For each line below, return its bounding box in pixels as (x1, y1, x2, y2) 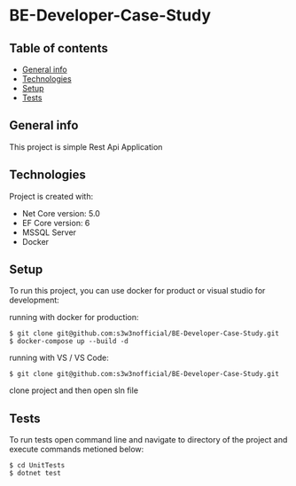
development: (9, 294, 59, 306)
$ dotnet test (9, 469, 62, 478)
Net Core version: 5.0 (21, 208, 100, 218)
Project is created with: (9, 191, 94, 201)
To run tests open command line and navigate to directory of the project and (9, 435, 288, 445)
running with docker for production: (9, 312, 139, 323)
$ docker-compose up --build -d (9, 337, 129, 346)
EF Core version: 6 (21, 217, 90, 228)
